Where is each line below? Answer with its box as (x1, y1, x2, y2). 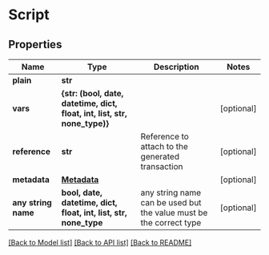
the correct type (140, 217, 202, 228)
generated (140, 151, 180, 162)
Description (153, 62, 199, 72)
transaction (140, 161, 183, 172)
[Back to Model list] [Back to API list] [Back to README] (8, 238, 192, 247)
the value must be (140, 207, 208, 218)
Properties (8, 38, 62, 51)
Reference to (140, 131, 190, 142)
